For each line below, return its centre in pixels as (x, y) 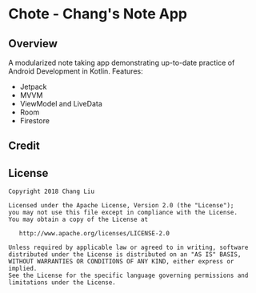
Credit (24, 146)
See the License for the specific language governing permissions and (128, 276)
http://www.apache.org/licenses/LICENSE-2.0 (94, 234)
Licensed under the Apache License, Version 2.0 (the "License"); (121, 206)
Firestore (35, 120)
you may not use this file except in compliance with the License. (123, 213)
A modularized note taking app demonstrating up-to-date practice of (122, 62)
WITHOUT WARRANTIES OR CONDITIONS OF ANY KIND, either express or (121, 262)
